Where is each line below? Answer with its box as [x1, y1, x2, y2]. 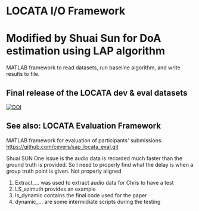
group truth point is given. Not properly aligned [6, 167, 122, 175]
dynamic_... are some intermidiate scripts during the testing [14, 198, 161, 205]
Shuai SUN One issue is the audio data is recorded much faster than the [6, 154, 183, 162]
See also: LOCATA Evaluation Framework [6, 121, 161, 131]
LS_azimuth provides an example [14, 185, 97, 192]
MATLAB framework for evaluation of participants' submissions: [6, 136, 163, 144]
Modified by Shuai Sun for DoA [6, 32, 161, 45]
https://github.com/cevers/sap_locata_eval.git [6, 143, 119, 150]
